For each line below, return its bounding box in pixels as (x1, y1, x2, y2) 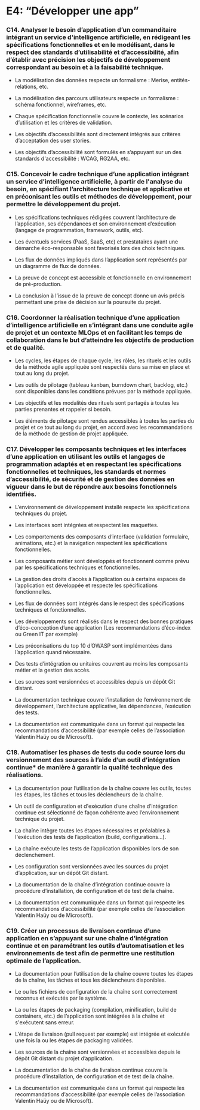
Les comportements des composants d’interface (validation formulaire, (14, 533, 190, 540)
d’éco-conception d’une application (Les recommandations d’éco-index (14, 624, 191, 631)
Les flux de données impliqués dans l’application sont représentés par (14, 256, 187, 263)
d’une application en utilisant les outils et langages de (6, 453, 165, 461)
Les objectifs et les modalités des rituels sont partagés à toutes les (14, 399, 179, 407)
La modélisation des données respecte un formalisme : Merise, (14, 77, 170, 84)
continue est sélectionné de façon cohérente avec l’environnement (14, 808, 179, 816)
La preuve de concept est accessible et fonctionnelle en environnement (14, 274, 192, 281)
